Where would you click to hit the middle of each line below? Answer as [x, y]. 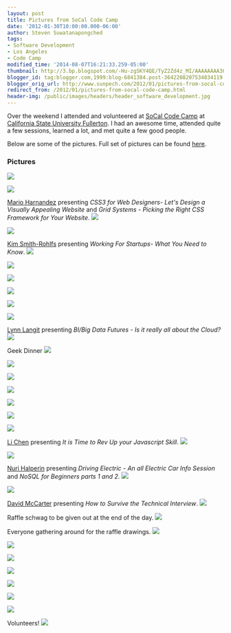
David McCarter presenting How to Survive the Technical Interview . [102, 504]
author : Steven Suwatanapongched [55, 33]
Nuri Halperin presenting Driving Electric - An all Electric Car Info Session [111, 468]
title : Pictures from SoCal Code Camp [63, 20]
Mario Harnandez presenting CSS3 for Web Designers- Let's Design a [106, 203]
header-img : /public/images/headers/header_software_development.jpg [109, 97]
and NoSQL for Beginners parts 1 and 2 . [64, 476]
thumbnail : [23, 71]
